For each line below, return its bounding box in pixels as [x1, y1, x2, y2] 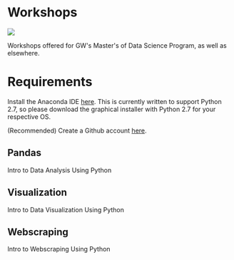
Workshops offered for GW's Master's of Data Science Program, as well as [7, 41, 227, 50]
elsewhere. [7, 48, 40, 57]
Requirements [7, 74, 93, 90]
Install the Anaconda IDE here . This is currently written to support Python [7, 97, 223, 105]
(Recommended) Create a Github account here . [7, 126, 148, 135]
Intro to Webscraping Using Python [7, 245, 111, 254]
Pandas [7, 147, 41, 159]
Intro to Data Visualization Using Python [7, 205, 125, 214]
